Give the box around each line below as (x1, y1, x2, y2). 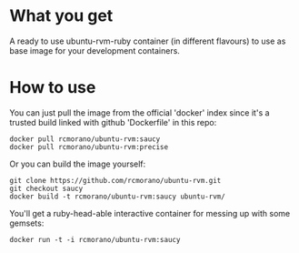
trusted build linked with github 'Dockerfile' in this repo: (9, 116, 217, 127)
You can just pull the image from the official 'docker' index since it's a (9, 106, 270, 118)
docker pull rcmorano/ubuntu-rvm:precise (9, 142, 169, 151)
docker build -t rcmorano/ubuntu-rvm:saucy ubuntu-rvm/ (9, 192, 225, 201)
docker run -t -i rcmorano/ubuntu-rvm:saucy (9, 235, 181, 244)
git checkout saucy (9, 184, 84, 193)
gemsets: (9, 218, 45, 228)
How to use (9, 77, 96, 98)
